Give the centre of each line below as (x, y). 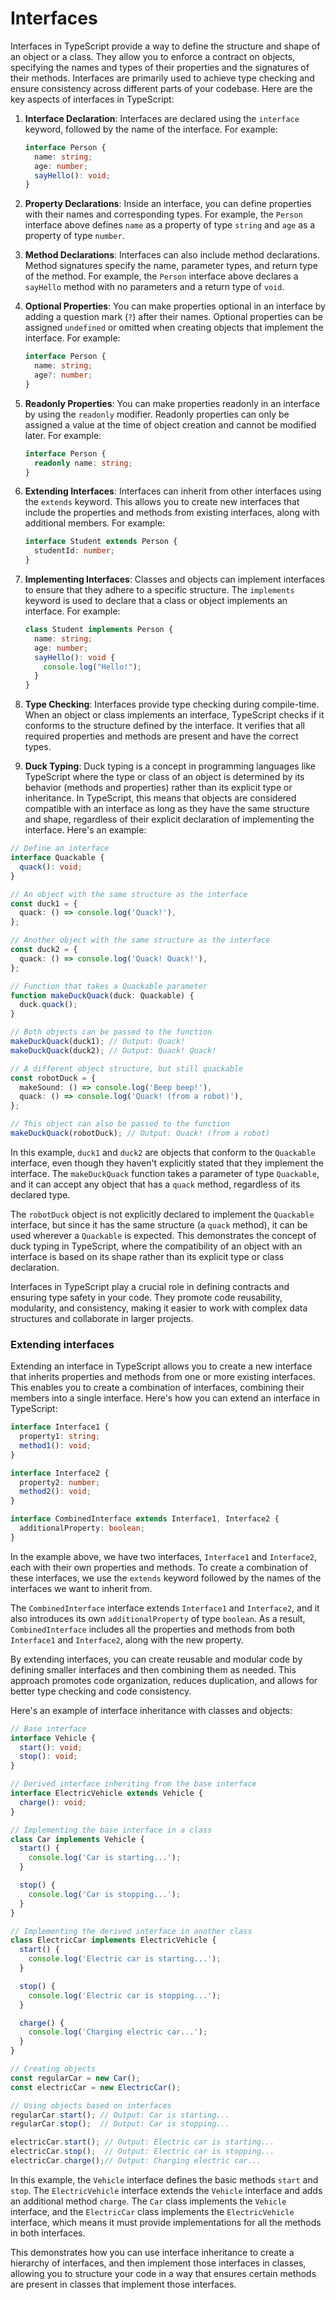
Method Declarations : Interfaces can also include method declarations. (172, 255)
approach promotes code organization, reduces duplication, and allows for (164, 1680)
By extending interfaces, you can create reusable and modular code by (156, 1659)
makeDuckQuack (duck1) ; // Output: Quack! (98, 1042)
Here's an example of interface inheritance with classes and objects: (151, 1710)
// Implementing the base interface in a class (111, 1830)
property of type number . (74, 236)
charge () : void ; (53, 1802)
